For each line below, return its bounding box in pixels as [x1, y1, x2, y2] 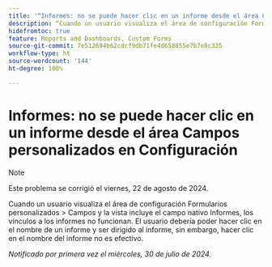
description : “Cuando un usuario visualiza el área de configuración [8, 19, 249, 28]
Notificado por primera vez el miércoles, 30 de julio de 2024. [8, 248, 212, 259]
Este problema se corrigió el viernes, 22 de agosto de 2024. [8, 183, 209, 193]
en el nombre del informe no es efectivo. [8, 233, 144, 243]
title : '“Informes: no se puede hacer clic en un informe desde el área [8, 11, 259, 20]
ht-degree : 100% [8, 65, 63, 73]
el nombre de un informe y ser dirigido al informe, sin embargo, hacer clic [8, 224, 254, 235]
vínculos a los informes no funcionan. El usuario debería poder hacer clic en [8, 216, 262, 226]
